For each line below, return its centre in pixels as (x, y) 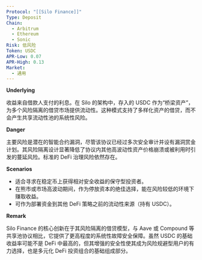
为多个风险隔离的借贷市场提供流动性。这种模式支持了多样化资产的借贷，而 (98, 110)
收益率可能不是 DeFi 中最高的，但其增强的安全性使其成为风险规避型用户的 (98, 243)
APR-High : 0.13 (25, 62)
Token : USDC (21, 51)
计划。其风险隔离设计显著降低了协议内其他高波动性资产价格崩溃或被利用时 (98, 150)
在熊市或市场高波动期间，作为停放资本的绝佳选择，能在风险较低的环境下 (104, 189)
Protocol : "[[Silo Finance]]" (44, 12)
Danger (16, 130)
